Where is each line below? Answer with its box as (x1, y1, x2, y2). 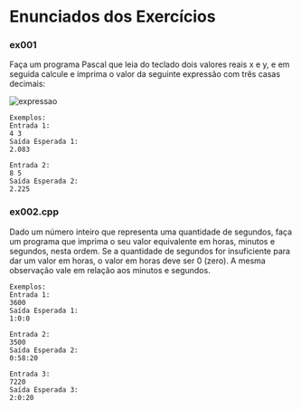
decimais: (9, 79, 46, 90)
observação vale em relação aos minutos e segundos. (9, 264, 211, 275)
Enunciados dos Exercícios (9, 6, 216, 27)
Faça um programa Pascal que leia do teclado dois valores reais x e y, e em (9, 59, 290, 70)
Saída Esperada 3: (9, 385, 79, 395)
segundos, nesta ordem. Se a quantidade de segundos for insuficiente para (9, 245, 291, 256)
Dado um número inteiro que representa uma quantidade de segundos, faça (9, 226, 292, 237)
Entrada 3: (9, 369, 51, 378)
